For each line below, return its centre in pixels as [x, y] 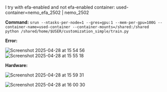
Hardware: [17, 65]
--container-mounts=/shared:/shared [111, 27]
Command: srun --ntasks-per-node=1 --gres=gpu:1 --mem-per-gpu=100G [80, 22]
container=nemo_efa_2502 [33, 12]
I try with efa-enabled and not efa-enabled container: [60, 7]
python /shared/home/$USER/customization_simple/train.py [67, 31]
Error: [11, 40]
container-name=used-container [38, 27]
